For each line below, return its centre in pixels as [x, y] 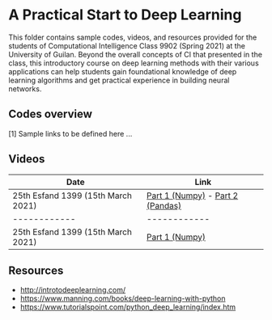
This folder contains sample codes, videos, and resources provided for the [133, 37]
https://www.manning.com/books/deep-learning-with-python [123, 299]
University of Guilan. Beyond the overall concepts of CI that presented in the [136, 54]
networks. [25, 88]
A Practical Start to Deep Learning [125, 15]
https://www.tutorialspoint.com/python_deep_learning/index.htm [128, 307]
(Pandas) [164, 205]
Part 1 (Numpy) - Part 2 [193, 196]
